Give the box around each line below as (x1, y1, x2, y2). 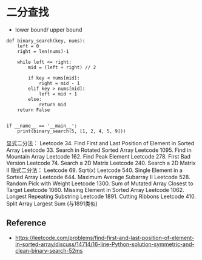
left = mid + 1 (38, 91, 78, 97)
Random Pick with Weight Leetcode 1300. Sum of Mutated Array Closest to (6, 180, 194, 187)
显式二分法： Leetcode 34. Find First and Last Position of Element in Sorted (6, 139, 195, 146)
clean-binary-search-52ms (15, 247, 83, 254)
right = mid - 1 (38, 80, 80, 86)
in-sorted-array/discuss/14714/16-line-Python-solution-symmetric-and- (15, 241, 195, 248)
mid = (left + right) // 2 (28, 64, 96, 70)
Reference (6, 218, 47, 228)
